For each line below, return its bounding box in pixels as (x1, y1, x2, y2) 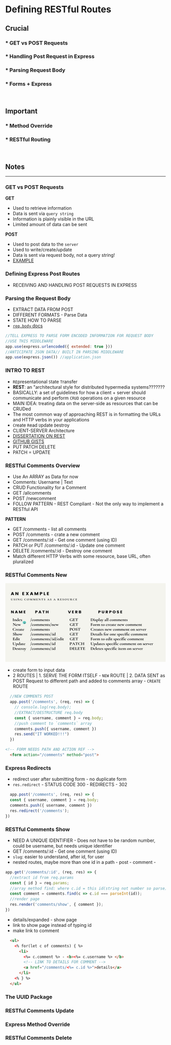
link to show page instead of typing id (12, 922, 92, 928)
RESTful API (12, 506, 38, 512)
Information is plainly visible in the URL (12, 216, 94, 222)
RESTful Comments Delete (5, 1034, 72, 1041)
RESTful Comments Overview (5, 462, 80, 469)
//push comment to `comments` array (14, 721, 93, 726)
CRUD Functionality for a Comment (12, 484, 87, 491)
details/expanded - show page (12, 917, 77, 923)
